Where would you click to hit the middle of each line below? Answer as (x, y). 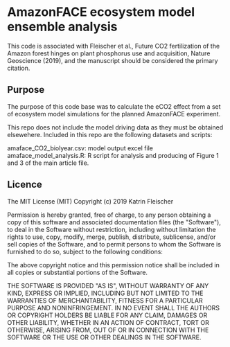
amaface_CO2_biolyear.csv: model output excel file (80, 148)
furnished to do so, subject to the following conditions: (85, 251)
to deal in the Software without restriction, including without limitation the (112, 229)
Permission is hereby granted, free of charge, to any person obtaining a (109, 215)
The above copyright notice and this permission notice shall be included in (113, 265)
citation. (19, 68)
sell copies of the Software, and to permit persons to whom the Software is (114, 244)
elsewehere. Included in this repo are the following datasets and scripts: (110, 134)
